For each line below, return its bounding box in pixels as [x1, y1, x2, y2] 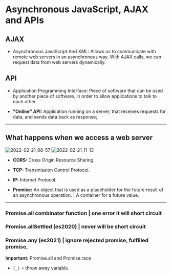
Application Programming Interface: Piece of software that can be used [12, 87, 163, 94]
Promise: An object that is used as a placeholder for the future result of [12, 187, 164, 193]
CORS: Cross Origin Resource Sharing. [12, 157, 95, 163]
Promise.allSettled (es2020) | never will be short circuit [5, 223, 146, 231]
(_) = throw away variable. [12, 265, 70, 271]
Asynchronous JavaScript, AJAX [5, 4, 148, 15]
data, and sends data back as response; [12, 113, 97, 120]
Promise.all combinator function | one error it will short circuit [5, 210, 162, 217]
